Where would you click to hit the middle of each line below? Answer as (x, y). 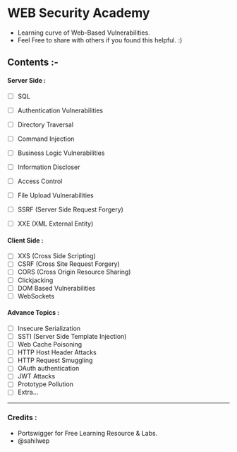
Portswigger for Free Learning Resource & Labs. (87, 433)
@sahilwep (34, 441)
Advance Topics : (34, 313)
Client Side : (25, 240)
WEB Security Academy (79, 13)
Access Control (40, 181)
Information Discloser (49, 167)
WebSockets (36, 296)
